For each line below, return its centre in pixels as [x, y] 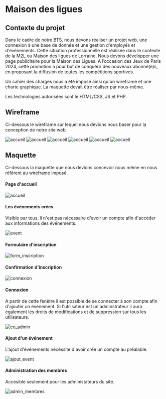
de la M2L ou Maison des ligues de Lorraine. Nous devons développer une [82, 56]
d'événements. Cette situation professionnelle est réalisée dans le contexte [83, 50]
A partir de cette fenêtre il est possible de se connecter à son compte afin [81, 301]
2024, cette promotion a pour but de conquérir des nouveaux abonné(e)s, [81, 66]
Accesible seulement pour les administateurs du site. [60, 382]
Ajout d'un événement [29, 338]
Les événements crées [29, 207]
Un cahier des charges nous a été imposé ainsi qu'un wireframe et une [78, 82]
